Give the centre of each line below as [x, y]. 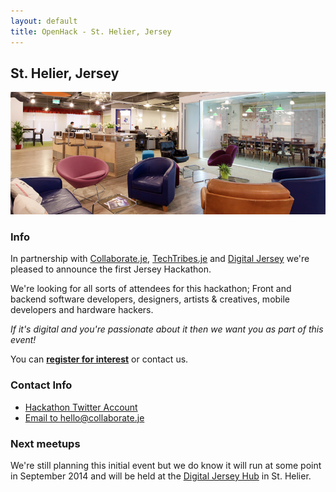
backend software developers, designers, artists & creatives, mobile [150, 299]
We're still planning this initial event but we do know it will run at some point [166, 465]
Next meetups [45, 443]
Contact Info [41, 385]
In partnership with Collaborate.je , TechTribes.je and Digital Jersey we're [160, 259]
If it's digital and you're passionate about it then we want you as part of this [167, 329]
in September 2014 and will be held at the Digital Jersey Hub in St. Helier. [161, 476]
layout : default [44, 21]
